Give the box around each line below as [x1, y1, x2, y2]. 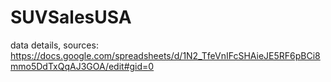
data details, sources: [10, 39, 99, 51]
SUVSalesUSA [10, 6, 132, 29]
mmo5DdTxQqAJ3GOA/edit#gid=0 [10, 60, 155, 72]
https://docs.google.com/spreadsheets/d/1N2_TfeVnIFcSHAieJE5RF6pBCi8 [10, 49, 321, 61]
